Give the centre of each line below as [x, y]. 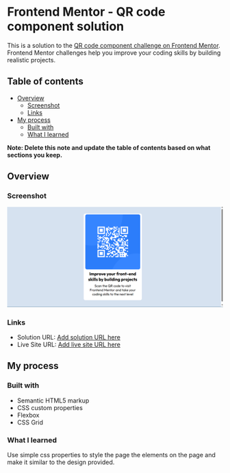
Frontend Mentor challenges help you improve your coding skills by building [114, 53]
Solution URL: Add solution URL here [69, 337]
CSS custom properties [50, 407]
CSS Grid [30, 422]
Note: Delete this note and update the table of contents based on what [109, 147]
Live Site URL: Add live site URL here [69, 345]
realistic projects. [31, 60]
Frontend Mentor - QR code [86, 12]
